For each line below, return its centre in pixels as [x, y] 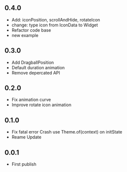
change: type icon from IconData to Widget [55, 25]
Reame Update [26, 137]
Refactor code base [31, 30]
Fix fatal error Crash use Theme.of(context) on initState [67, 132]
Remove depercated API [36, 73]
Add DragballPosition [33, 62]
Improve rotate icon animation [41, 105]
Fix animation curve [31, 100]
